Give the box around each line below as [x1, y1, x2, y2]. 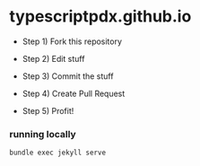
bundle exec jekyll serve [9, 148, 106, 158]
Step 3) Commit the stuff [22, 70, 114, 82]
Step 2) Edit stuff [22, 53, 85, 64]
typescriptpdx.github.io [9, 6, 192, 27]
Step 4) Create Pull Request [22, 88, 126, 99]
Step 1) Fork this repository [22, 36, 123, 47]
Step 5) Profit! [22, 105, 74, 116]
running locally [9, 127, 76, 140]
